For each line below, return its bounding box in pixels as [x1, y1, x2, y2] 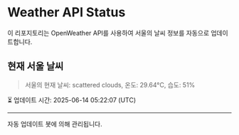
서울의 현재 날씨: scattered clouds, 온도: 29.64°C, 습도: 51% [24, 80, 196, 89]
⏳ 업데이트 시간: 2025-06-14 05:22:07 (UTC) [7, 95, 137, 104]
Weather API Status [7, 4, 126, 21]
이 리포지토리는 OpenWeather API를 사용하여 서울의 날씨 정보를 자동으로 [7, 28, 210, 37]
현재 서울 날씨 [7, 60, 64, 72]
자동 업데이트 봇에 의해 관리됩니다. [7, 119, 102, 128]
